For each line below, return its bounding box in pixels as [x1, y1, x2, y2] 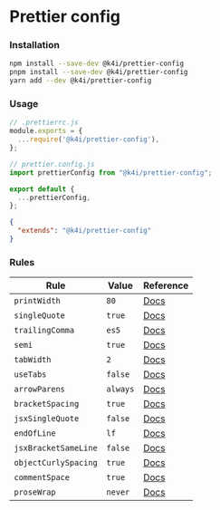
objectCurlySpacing [14, 457, 98, 468]
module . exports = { [9, 127, 83, 136]
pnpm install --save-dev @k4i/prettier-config [9, 68, 188, 77]
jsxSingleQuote [14, 414, 80, 424]
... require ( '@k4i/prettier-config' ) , [17, 135, 160, 144]
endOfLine [14, 428, 56, 438]
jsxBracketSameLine [14, 443, 98, 454]
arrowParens [14, 384, 66, 395]
